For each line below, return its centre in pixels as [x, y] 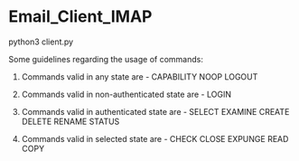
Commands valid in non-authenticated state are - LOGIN [126, 94]
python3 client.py [41, 42]
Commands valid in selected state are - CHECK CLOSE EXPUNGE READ [155, 138]
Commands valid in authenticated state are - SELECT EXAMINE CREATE [155, 111]
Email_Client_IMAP [80, 17]
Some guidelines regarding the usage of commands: [106, 59]
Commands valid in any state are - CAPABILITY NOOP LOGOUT [140, 76]
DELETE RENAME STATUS [70, 121]
